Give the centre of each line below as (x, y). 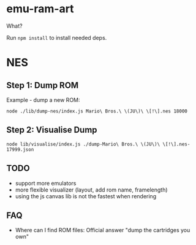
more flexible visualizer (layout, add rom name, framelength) (91, 190)
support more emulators (46, 183)
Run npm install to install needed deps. (57, 37)
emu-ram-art (40, 9)
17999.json (20, 149)
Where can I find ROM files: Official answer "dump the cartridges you (103, 230)
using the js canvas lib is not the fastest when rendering (86, 196)
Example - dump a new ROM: (43, 99)
